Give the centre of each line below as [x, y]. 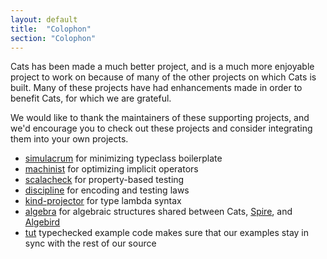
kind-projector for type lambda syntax [103, 201]
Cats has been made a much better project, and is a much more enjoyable [162, 67]
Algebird [42, 222]
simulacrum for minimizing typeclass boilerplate [123, 158]
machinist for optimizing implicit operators [111, 169]
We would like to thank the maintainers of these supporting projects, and [160, 118]
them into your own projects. [69, 139]
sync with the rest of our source [90, 243]
